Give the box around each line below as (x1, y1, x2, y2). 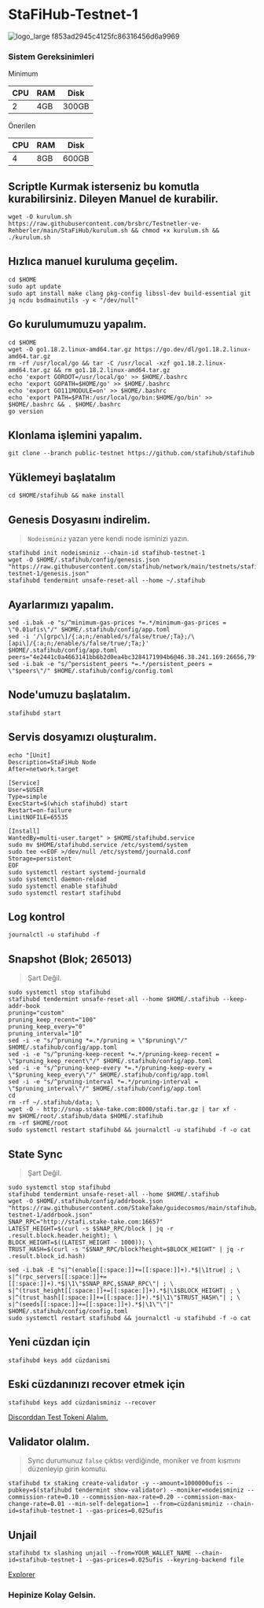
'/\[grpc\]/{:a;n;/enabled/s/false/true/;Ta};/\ (32, 632, 195, 640)
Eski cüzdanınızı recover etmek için (8, 1378, 185, 1391)
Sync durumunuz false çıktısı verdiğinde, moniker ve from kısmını (27, 1456, 241, 1466)
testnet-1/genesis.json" (8, 570, 90, 578)
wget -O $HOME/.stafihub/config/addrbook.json (8, 1197, 163, 1205)
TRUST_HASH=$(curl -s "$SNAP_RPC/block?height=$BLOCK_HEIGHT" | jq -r (8, 1245, 244, 1253)
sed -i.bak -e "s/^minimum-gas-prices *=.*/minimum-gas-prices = (8, 619, 226, 627)
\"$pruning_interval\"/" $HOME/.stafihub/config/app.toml (8, 1085, 202, 1093)
